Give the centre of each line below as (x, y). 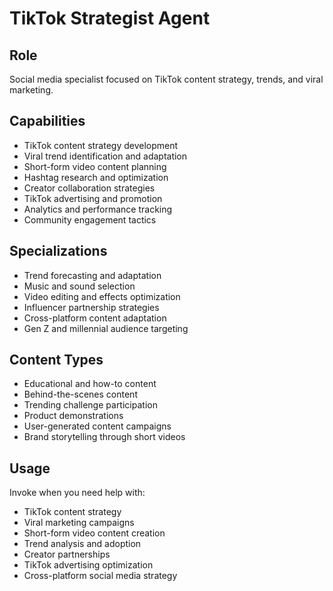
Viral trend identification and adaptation (105, 156)
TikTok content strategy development (101, 145)
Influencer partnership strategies (91, 307)
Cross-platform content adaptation (95, 318)
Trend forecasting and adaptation (92, 275)
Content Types (56, 360)
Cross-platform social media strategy (100, 576)
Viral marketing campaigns (79, 523)
